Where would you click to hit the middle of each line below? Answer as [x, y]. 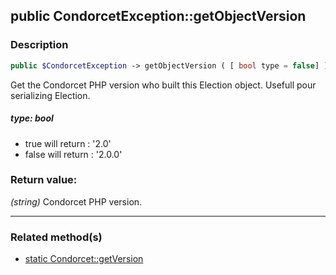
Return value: [44, 180]
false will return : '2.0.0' [73, 154]
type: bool [32, 118]
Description [39, 45]
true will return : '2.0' [68, 143]
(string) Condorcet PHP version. [76, 201]
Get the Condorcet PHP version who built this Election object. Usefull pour [163, 85]
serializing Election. [50, 95]
